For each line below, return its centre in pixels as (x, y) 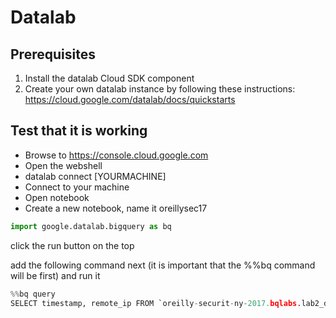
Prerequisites (53, 54)
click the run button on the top (72, 245)
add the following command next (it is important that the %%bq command (163, 265)
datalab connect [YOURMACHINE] (95, 176)
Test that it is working (79, 131)
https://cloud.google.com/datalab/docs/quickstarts (130, 99)
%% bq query (33, 294)
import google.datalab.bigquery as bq (91, 226)
